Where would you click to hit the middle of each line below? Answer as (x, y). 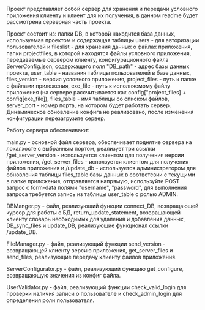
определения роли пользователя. (50, 300)
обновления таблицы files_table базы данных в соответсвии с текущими (101, 175)
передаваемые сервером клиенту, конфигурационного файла (88, 60)
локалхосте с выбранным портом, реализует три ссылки (81, 149)
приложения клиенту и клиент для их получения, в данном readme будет (102, 15)
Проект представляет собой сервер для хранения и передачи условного (102, 9)
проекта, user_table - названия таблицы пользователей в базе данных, (99, 73)
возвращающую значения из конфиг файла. (64, 275)
